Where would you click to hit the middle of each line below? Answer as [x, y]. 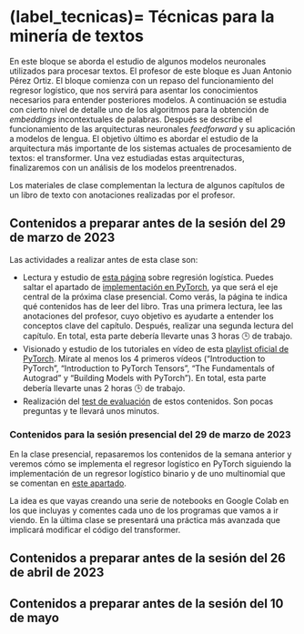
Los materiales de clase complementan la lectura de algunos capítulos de [147, 185]
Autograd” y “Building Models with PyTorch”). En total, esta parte [144, 377]
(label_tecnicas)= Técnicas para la [142, 17]
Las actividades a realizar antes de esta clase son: [104, 259]
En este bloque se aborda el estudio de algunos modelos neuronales [138, 61]
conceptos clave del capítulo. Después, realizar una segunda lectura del [158, 326]
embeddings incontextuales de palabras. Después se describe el [131, 119]
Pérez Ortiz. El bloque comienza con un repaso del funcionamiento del [142, 80]
